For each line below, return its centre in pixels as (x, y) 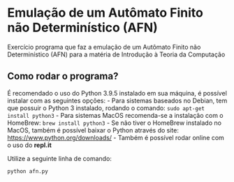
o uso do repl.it (30, 145)
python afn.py (28, 171)
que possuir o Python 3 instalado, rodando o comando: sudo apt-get (106, 108)
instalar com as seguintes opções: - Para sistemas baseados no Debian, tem (117, 100)
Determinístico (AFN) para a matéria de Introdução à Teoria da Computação (116, 54)
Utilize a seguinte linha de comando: (59, 158)
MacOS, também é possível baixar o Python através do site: (93, 130)
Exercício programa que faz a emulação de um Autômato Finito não (104, 47)
